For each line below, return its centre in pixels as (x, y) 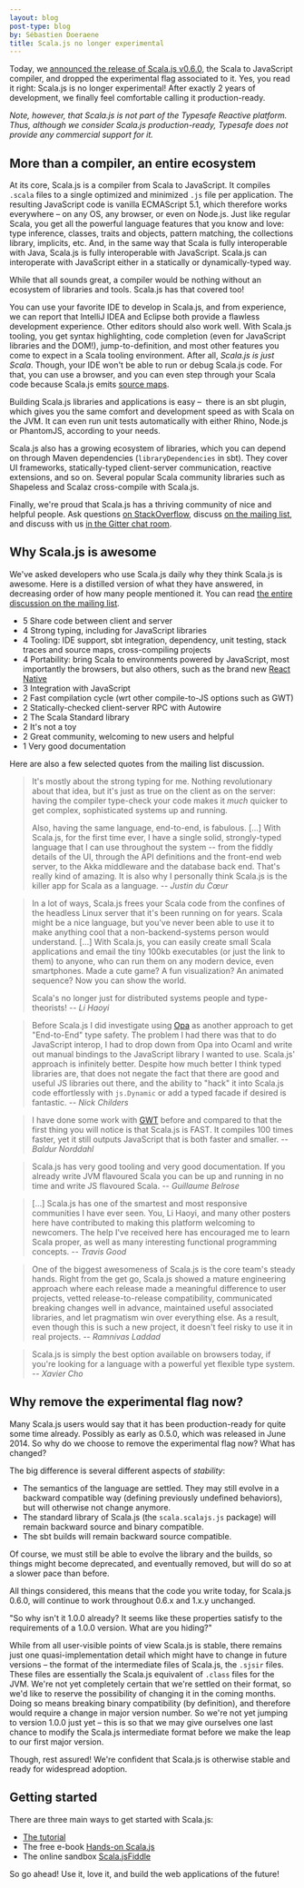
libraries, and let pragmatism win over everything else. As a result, (155, 1317)
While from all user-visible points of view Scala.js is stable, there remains (146, 1645)
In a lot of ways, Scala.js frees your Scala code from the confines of (158, 903)
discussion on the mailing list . (64, 603)
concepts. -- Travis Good (79, 1251)
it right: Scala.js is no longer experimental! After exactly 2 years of (132, 88)
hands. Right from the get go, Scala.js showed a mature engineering (159, 1278)
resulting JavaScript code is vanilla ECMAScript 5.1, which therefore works (148, 204)
